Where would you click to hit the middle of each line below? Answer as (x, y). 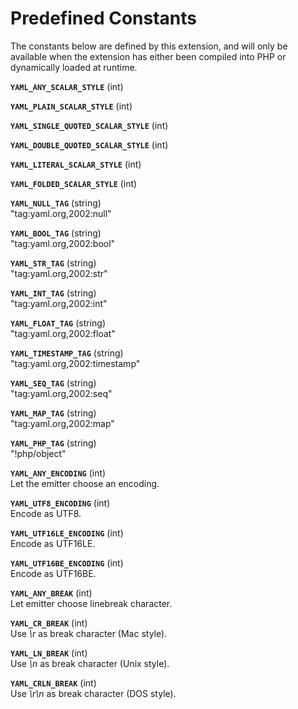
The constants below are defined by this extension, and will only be (149, 46)
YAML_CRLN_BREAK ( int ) (53, 683)
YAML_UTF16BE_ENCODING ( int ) (67, 563)
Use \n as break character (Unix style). (90, 663)
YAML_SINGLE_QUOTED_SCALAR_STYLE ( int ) (89, 125)
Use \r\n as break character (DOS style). (93, 693)
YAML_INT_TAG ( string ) (53, 293)
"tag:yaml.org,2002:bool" (63, 243)
